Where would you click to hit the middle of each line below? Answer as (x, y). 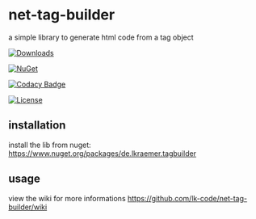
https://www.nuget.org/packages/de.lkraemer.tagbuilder (102, 153)
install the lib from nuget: (50, 145)
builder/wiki (28, 207)
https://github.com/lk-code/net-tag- (187, 198)
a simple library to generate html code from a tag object (101, 37)
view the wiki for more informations (67, 198)
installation (37, 126)
